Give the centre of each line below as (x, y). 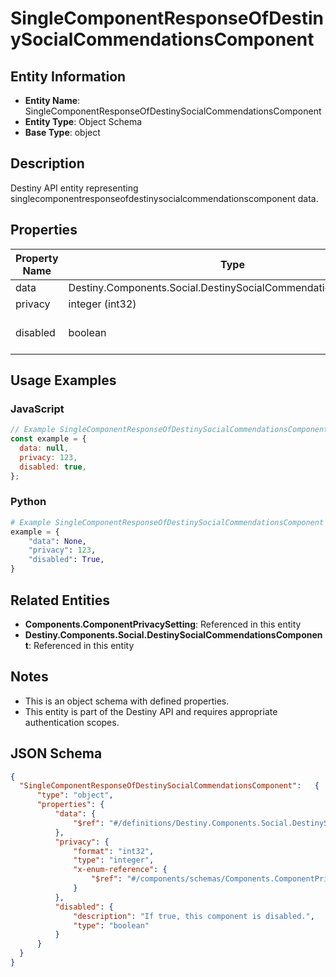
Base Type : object (62, 132)
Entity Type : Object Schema (83, 121)
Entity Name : (52, 100)
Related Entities (60, 600)
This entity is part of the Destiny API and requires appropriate (151, 711)
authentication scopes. (72, 722)
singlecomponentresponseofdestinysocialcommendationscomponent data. (164, 198)
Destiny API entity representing (74, 188)
